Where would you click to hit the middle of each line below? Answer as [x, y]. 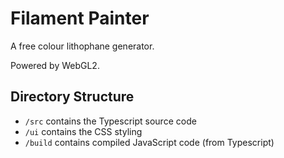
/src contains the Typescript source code [110, 121]
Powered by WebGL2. [55, 65]
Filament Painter [80, 18]
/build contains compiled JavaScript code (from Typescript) [149, 142]
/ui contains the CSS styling [83, 131]
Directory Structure [72, 97]
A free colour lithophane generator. [82, 46]
